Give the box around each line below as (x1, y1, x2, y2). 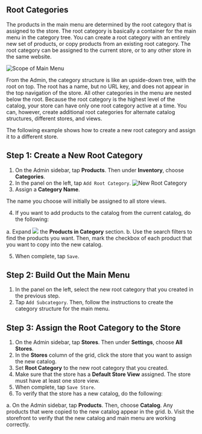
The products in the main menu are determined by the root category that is (6, 21, 192, 28)
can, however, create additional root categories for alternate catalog (6, 108, 175, 115)
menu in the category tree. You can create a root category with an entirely (6, 33, 190, 41)
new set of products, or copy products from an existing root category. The (6, 40, 191, 47)
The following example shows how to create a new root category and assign (6, 126, 196, 133)
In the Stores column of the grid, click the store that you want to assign (14, 351, 192, 359)
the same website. (6, 53, 52, 60)
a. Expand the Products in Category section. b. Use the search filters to (6, 228, 193, 235)
